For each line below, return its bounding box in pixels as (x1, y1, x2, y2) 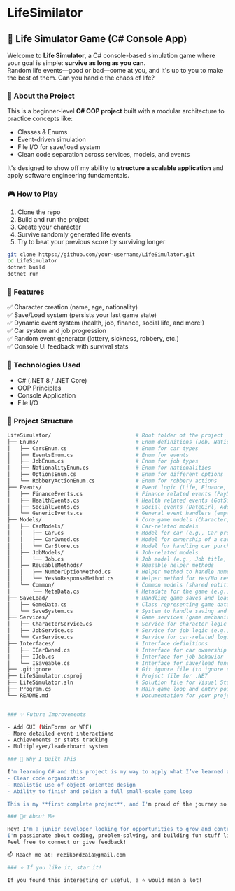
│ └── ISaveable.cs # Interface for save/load (7, 659, 215, 666)
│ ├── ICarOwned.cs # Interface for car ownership (7, 646, 227, 654)
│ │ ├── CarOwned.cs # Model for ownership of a (7, 535, 218, 543)
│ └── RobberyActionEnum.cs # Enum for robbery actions (7, 477, 218, 484)
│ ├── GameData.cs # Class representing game (7, 601, 215, 608)
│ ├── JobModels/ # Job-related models (7, 549, 199, 556)
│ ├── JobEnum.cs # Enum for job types (7, 458, 199, 465)
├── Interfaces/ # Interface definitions (7, 640, 208, 647)
